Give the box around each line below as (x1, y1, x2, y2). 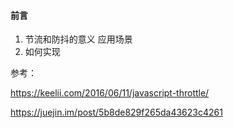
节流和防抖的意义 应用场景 (24, 33, 133, 45)
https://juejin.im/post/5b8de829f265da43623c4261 (10, 106, 223, 119)
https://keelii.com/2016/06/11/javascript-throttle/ (10, 87, 210, 99)
